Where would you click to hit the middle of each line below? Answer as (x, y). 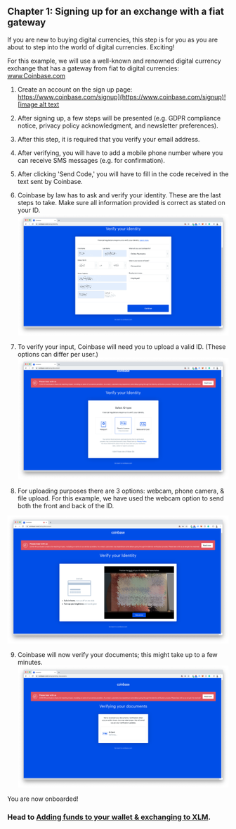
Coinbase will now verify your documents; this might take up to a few (117, 655)
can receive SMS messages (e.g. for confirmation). (91, 160)
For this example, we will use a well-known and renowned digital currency (114, 61)
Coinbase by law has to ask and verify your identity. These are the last (119, 195)
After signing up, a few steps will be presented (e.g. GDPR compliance (119, 118)
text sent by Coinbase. (50, 181)
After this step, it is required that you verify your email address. (109, 139)
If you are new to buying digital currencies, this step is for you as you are (113, 39)
